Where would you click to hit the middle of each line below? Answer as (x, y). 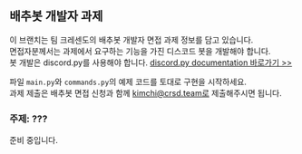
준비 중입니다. (34, 140)
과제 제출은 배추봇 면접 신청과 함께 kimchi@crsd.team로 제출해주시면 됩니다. (146, 92)
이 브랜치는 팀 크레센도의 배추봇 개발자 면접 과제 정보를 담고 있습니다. (132, 40)
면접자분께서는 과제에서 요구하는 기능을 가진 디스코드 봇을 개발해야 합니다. (140, 51)
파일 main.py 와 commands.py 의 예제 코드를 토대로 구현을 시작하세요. (128, 82)
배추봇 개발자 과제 (56, 16)
